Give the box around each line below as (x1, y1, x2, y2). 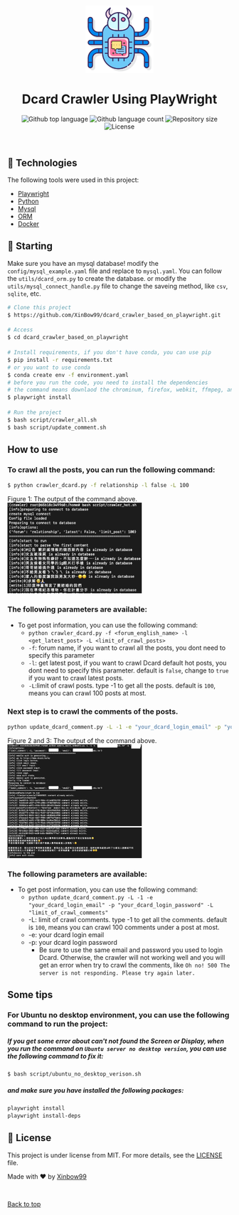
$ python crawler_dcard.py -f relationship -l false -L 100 (7, 482, 190, 489)
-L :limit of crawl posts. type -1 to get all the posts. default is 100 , (28, 681, 216, 690)
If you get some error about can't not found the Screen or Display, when (7, 1037, 225, 1045)
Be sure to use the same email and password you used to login (38, 946, 223, 954)
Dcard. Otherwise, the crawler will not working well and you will (38, 953, 225, 961)
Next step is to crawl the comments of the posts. (7, 706, 179, 716)
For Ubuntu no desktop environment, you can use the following (7, 1010, 230, 1020)
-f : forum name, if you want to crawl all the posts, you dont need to (28, 643, 226, 652)
